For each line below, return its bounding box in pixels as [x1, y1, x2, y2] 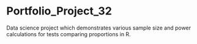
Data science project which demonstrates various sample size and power [6, 24, 191, 31]
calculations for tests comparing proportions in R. [6, 30, 131, 37]
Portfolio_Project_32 [6, 4, 112, 18]
